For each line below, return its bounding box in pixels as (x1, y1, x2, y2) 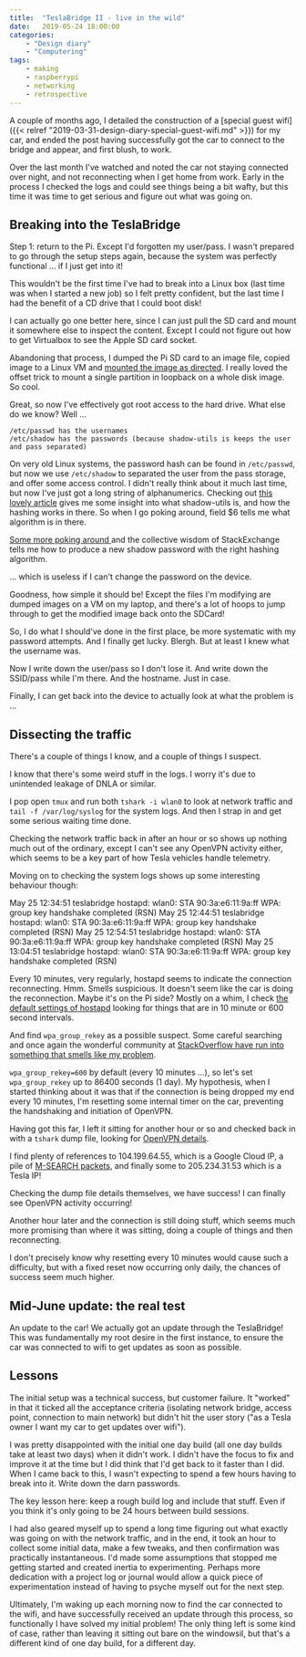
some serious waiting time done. (9, 816, 132, 827)
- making (25, 65, 59, 74)
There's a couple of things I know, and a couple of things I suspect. (9, 751, 261, 762)
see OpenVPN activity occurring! (9, 1197, 133, 1209)
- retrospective (25, 89, 88, 99)
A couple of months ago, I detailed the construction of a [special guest (9, 115, 274, 126)
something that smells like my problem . (9, 1049, 157, 1060)
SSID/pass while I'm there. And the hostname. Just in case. (9, 672, 231, 684)
